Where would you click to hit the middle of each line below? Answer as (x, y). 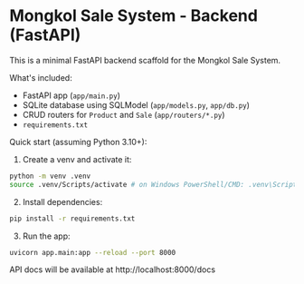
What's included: (41, 77)
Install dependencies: (62, 201)
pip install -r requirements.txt (72, 219)
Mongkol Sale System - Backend (133, 16)
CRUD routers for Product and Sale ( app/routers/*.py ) (123, 114)
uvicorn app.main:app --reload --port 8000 (93, 252)
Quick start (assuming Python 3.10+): (78, 142)
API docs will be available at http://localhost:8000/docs (112, 269)
